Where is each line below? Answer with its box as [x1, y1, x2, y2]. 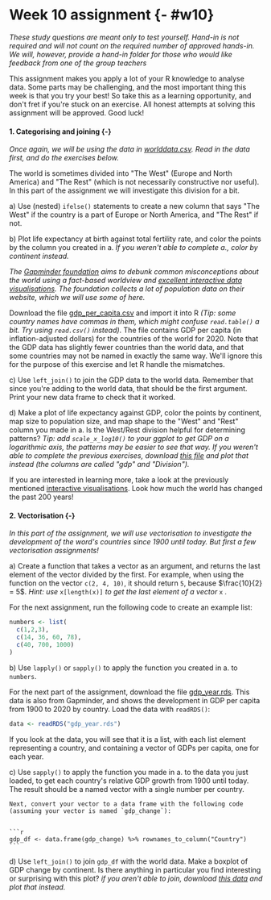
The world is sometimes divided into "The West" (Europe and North [9, 169, 232, 178]
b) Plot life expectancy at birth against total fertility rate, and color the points [9, 234, 262, 244]
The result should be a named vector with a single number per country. [9, 784, 244, 794]
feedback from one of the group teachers [9, 58, 147, 68]
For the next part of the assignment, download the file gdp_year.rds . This [9, 687, 250, 697]
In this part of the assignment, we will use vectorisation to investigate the [9, 528, 253, 538]
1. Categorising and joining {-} [9, 127, 112, 136]
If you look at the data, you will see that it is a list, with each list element [9, 734, 246, 744]
